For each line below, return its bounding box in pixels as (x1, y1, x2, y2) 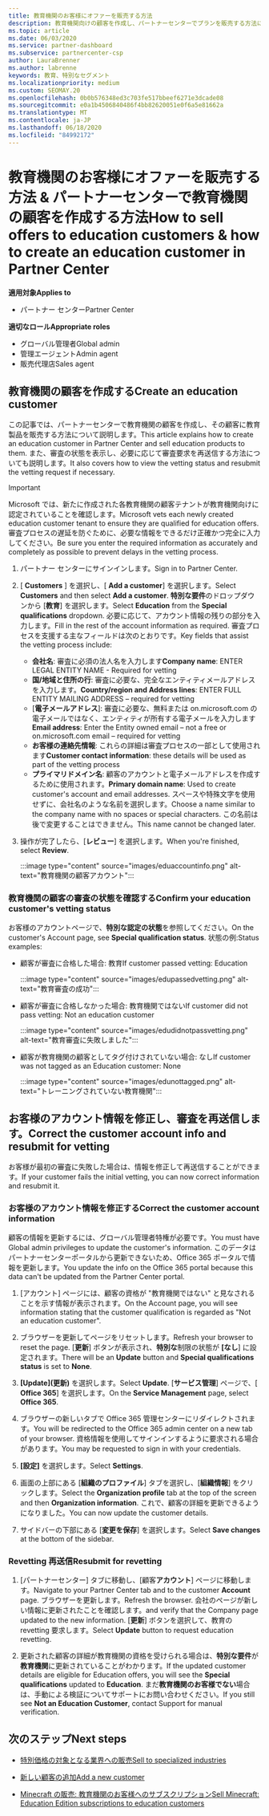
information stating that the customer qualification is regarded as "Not (19, 1307, 251, 1317)
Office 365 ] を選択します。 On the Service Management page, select (19, 1387, 249, 1397)
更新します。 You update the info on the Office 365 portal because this (22, 1262, 254, 1272)
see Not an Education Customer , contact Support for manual (19, 1699, 223, 1708)
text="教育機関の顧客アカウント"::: (19, 871, 134, 880)
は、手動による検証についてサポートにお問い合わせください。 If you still (19, 1690, 255, 1700)
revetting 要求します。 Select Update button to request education (19, 1626, 234, 1635)
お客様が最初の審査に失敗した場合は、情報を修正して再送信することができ (8, 1162, 254, 1172)
